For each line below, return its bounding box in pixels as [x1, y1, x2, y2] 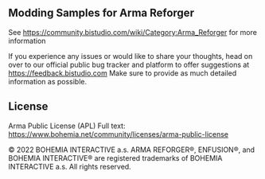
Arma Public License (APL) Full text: [8, 121, 126, 130]
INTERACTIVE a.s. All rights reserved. [8, 161, 131, 171]
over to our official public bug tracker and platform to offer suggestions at [8, 60, 250, 69]
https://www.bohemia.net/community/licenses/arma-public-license [8, 129, 229, 138]
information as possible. [8, 76, 88, 86]
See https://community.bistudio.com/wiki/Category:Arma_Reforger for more [8, 27, 257, 37]
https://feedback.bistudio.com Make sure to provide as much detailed [8, 68, 237, 78]
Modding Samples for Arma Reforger [8, 6, 195, 20]
